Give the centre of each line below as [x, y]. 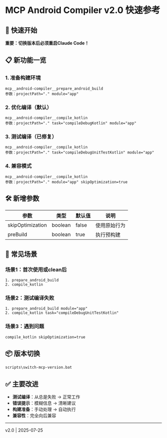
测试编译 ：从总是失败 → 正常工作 [46, 397]
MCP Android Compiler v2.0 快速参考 [83, 10]
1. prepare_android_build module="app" [46, 309]
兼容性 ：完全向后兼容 [34, 416]
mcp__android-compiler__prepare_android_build [54, 88]
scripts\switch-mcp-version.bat [39, 367]
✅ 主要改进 [22, 384]
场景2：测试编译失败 [30, 298]
